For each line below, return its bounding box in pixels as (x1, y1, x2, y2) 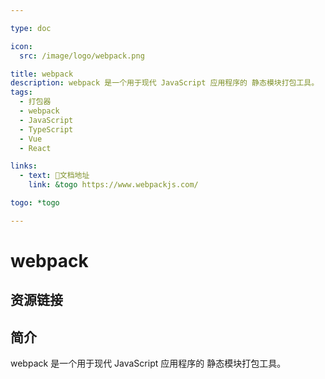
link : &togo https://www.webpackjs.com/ (28, 180, 199, 190)
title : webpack (10, 69, 74, 79)
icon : (10, 41, 33, 51)
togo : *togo (10, 198, 60, 208)
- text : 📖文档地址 (19, 171, 90, 181)
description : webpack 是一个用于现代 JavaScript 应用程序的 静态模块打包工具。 (10, 78, 320, 88)
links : (10, 161, 38, 171)
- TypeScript (19, 124, 74, 135)
